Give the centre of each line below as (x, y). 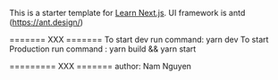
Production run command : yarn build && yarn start (103, 49)
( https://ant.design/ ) (46, 22)
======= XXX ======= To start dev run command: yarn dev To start (139, 40)
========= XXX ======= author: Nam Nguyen (101, 66)
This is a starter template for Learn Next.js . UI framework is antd (127, 13)
